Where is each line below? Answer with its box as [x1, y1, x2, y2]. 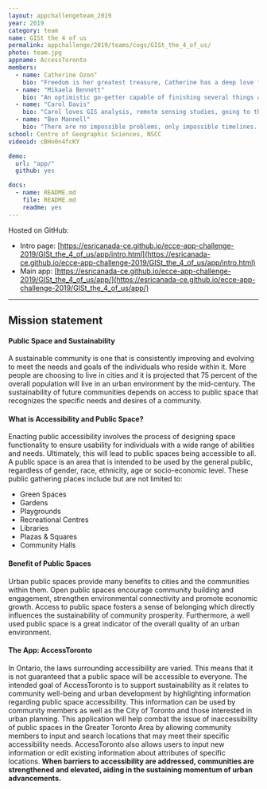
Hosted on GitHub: [8, 225, 69, 235]
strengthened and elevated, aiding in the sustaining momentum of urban [8, 764, 253, 774]
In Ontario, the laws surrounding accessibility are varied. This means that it [8, 663, 253, 673]
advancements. [8, 773, 62, 783]
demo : [8, 152, 26, 160]
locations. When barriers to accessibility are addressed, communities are [8, 756, 254, 766]
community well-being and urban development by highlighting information [8, 689, 252, 698]
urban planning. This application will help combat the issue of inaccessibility [8, 714, 258, 724]
